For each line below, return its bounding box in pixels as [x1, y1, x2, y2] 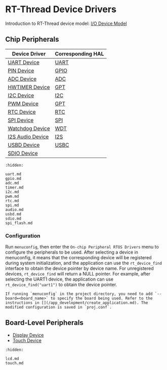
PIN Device [8, 67, 34, 74]
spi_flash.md [5, 220, 33, 226]
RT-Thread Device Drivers [5, 4, 116, 15]
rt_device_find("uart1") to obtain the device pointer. [5, 282, 117, 288]
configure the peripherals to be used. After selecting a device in [5, 249, 138, 255]
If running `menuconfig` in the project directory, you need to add [5, 291, 153, 297]
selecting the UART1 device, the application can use [5, 276, 114, 283]
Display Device [12, 332, 44, 338]
